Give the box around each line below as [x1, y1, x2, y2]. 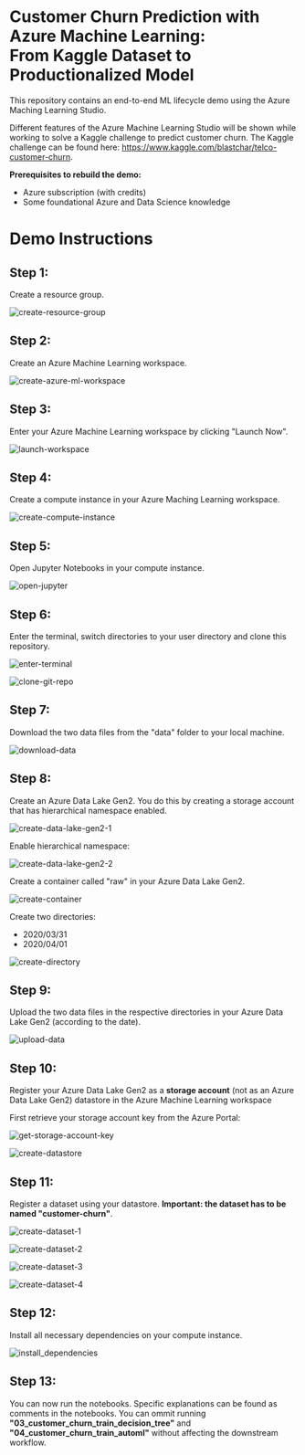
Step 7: [9, 702, 50, 718]
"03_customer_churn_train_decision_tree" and [9, 1418, 192, 1429]
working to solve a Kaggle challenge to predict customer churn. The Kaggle [9, 132, 294, 142]
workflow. [9, 1437, 47, 1448]
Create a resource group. [9, 289, 105, 300]
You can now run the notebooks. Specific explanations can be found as [9, 1397, 278, 1408]
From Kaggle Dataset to [9, 46, 192, 66]
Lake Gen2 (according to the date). [9, 1017, 142, 1028]
